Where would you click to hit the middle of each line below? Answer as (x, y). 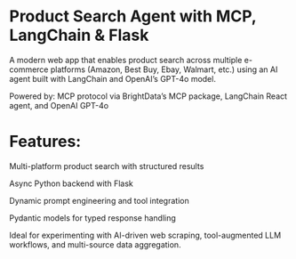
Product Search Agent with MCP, (133, 16)
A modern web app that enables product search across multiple (126, 60)
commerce (29, 69)
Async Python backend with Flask (71, 183)
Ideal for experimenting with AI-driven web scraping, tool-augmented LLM (145, 235)
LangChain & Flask (79, 35)
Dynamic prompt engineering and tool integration (99, 200)
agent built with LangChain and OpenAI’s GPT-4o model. (112, 78)
